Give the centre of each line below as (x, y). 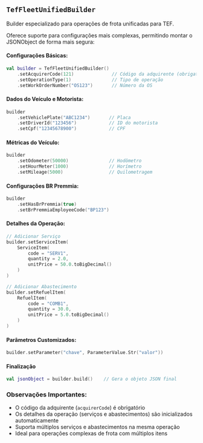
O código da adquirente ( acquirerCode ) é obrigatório (80, 408)
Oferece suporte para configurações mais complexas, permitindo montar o (99, 35)
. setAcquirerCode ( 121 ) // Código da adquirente (95, 74)
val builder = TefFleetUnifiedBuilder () (58, 69)
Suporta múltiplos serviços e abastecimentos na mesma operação (97, 427)
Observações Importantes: (47, 395)
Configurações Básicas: (37, 56)
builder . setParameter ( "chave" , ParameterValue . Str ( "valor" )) (85, 353)
